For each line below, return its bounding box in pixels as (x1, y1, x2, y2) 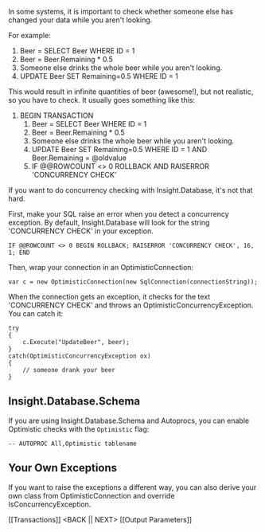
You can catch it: (8, 309, 64, 318)
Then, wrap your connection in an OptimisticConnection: (8, 263, 193, 272)
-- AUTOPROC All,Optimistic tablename (8, 440, 137, 448)
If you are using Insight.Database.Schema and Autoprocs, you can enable (8, 416, 249, 425)
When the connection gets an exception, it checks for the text (8, 292, 211, 301)
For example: (8, 31, 52, 40)
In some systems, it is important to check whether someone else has (8, 7, 233, 16)
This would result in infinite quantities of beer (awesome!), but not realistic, (8, 87, 254, 96)
